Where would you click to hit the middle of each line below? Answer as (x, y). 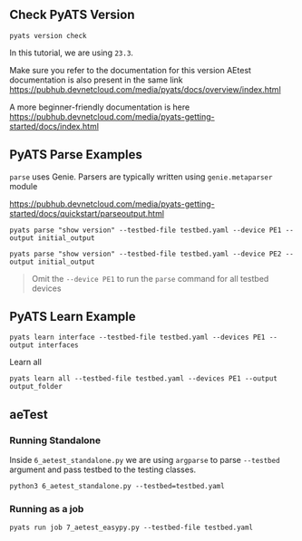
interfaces (58, 345)
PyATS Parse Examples (76, 155)
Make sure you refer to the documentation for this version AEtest (131, 70)
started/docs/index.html (54, 126)
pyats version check (49, 35)
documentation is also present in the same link (96, 80)
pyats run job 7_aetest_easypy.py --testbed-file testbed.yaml (132, 528)
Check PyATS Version (72, 15)
